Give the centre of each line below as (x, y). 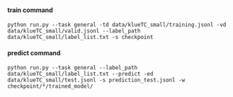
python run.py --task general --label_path (73, 68)
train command (30, 10)
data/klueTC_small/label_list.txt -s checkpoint (80, 38)
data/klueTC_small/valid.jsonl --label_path (74, 31)
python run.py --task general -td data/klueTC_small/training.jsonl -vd (117, 25)
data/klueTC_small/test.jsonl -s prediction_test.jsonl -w (96, 80)
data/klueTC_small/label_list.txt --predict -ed (80, 74)
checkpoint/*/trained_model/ (50, 86)
